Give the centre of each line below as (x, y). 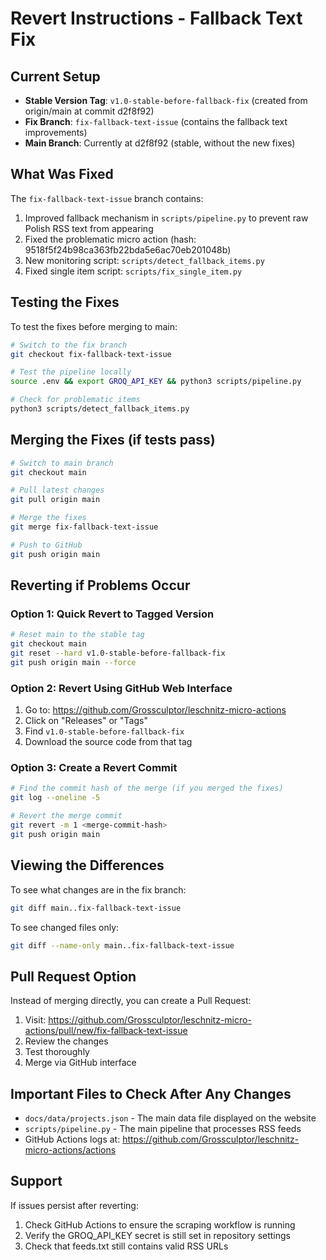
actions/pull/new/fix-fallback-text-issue (106, 1031)
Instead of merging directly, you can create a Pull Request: (131, 1001)
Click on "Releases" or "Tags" (86, 721)
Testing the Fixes (65, 302)
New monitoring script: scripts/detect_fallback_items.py (144, 260)
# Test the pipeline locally (71, 372)
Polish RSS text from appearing (89, 228)
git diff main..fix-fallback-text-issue (96, 908)
